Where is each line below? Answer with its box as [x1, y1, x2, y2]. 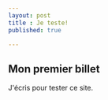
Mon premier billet [8, 62, 100, 76]
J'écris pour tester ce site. [8, 83, 94, 93]
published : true [8, 26, 61, 34]
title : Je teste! [8, 19, 69, 27]
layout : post [8, 11, 51, 20]
